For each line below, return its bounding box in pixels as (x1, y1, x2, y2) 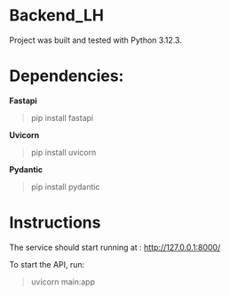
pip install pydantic (30, 181, 100, 192)
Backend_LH (9, 5, 105, 26)
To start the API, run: (9, 259, 85, 269)
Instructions (9, 212, 101, 233)
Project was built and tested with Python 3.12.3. (9, 35, 182, 45)
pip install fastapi (30, 112, 94, 123)
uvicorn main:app (30, 276, 96, 287)
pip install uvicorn (30, 147, 97, 157)
